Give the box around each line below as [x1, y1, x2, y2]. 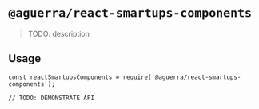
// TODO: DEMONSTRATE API [8, 94, 94, 102]
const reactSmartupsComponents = [8, 73, 120, 81]
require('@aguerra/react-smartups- [122, 73, 241, 81]
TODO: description [27, 29, 90, 38]
